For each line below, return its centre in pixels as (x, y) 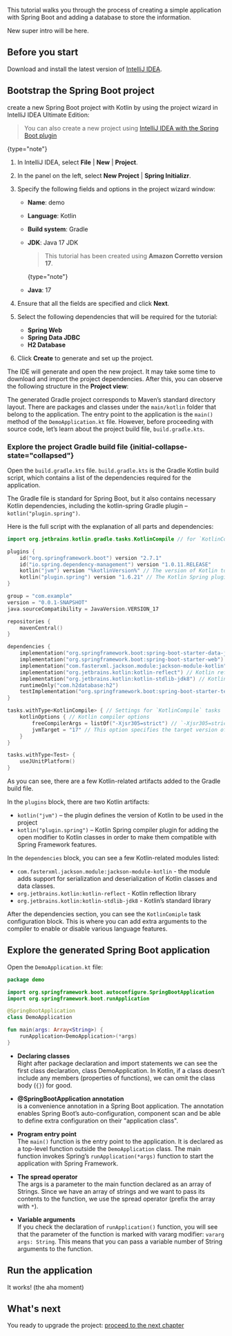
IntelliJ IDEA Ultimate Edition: (48, 115)
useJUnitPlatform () (48, 762)
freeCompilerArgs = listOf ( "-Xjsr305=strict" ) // (105, 723)
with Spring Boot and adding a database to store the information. (99, 17)
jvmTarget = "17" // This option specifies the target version (125, 730)
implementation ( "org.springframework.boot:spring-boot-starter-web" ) (122, 660)
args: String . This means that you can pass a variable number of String (120, 1241)
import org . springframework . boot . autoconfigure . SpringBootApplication (111, 992)
